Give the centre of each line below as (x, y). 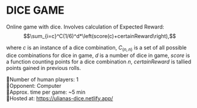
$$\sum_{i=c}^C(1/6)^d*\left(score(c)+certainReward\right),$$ (100, 36)
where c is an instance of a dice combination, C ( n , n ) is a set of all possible (96, 48)
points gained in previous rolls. (44, 68)
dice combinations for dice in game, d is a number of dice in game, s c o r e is (98, 55)
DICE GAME (35, 10)
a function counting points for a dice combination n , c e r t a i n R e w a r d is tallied (99, 61)
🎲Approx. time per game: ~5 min (46, 92)
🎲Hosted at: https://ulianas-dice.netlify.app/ (60, 98)
